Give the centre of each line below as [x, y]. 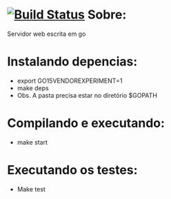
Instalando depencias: [72, 62]
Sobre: [107, 15]
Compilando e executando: [86, 123]
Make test [31, 189]
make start [32, 142]
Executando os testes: [72, 170]
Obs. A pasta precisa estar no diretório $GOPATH [87, 95]
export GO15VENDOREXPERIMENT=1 [70, 81]
